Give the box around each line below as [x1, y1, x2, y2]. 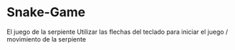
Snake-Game [6, 4, 86, 20]
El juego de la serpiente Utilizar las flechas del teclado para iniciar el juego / [6, 27, 229, 36]
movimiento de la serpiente [6, 35, 87, 43]
